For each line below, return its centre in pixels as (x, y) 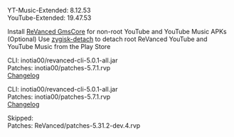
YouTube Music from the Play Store (59, 46)
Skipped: (20, 118)
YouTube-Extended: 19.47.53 (49, 18)
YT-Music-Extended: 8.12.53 (49, 10)
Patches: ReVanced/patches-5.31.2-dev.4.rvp (74, 126)
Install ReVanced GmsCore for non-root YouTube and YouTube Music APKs (117, 32)
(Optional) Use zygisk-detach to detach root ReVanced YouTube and (107, 39)
